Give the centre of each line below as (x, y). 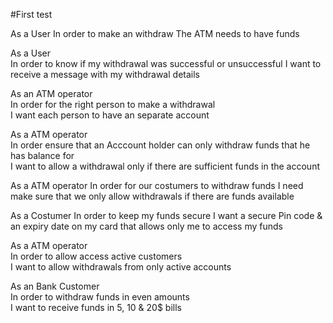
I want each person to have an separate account (110, 115)
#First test (31, 14)
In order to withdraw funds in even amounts (100, 297)
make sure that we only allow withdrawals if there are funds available (152, 196)
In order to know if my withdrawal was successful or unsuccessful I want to (166, 63)
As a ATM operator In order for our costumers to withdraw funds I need (157, 185)
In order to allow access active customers (96, 256)
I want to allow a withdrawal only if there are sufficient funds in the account (165, 166)
